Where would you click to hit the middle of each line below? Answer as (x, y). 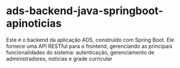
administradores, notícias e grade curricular (59, 59)
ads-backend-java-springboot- (85, 11)
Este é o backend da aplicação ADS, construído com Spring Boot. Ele (90, 40)
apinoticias (34, 23)
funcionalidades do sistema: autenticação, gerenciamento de (80, 52)
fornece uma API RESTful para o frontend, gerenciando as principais (89, 46)
